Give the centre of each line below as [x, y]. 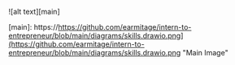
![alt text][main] [35, 12]
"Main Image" [206, 53]
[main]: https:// [33, 27]
